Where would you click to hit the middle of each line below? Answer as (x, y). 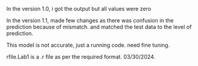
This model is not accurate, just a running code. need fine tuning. (88, 45)
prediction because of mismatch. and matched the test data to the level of (99, 27)
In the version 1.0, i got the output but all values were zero (79, 9)
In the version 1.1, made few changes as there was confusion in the (90, 20)
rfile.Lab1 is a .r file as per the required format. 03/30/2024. (81, 57)
